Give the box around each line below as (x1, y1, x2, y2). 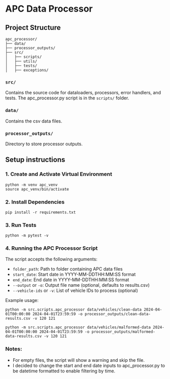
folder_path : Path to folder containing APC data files (12, 266, 123, 272)
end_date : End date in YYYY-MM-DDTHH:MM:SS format (12, 277, 129, 283)
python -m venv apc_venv (5, 182, 58, 187)
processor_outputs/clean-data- (84, 312, 151, 317)
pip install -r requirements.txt (5, 210, 76, 215)
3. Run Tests (5, 221, 37, 229)
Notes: (5, 346, 22, 353)
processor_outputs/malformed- (91, 329, 156, 334)
